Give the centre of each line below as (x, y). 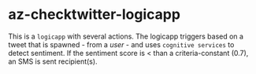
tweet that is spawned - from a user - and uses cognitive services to (121, 44)
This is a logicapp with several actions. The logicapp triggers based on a (126, 36)
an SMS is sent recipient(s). (53, 61)
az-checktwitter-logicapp (95, 15)
